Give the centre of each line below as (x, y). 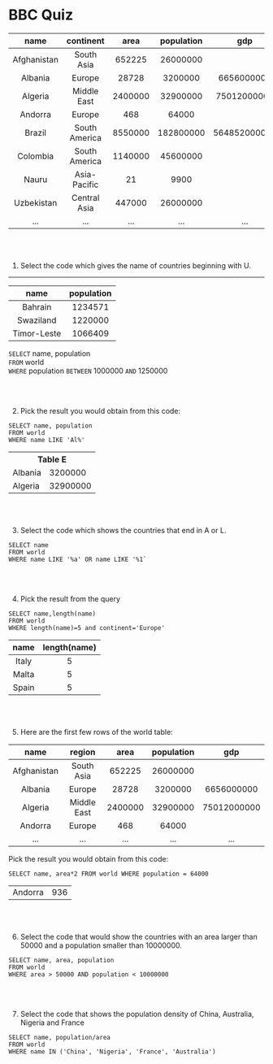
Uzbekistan (35, 202)
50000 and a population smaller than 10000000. (101, 945)
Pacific (86, 185)
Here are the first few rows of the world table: (96, 732)
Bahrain (37, 306)
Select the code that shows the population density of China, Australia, (137, 1014)
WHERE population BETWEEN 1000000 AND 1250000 (88, 371)
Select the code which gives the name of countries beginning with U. (136, 265)
